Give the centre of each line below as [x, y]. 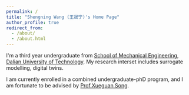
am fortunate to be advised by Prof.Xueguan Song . [68, 85]
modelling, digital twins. [35, 68]
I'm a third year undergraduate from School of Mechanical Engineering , [92, 55]
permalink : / [22, 11]
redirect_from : [25, 28]
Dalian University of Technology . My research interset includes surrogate [95, 62]
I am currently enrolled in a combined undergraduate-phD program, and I [95, 79]
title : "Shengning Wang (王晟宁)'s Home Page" [63, 17]
